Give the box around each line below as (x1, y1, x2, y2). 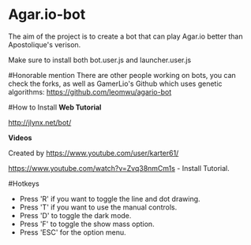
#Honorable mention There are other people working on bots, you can (8, 70, 237, 80)
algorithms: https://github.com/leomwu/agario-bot (8, 87, 172, 96)
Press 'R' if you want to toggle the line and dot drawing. (19, 194, 200, 203)
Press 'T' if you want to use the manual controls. (19, 202, 178, 212)
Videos (8, 132, 32, 143)
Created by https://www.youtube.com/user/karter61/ (8, 148, 179, 158)
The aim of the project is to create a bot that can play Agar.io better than (8, 32, 243, 41)
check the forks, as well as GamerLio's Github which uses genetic (8, 79, 223, 88)
